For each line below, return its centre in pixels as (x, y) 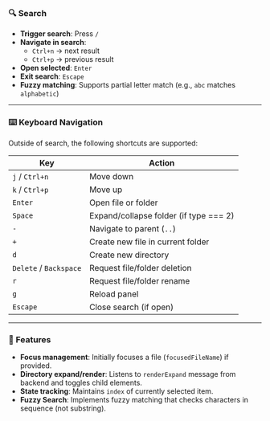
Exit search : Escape (52, 76)
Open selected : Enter (56, 68)
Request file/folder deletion (141, 268)
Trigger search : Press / (59, 34)
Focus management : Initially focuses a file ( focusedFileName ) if (124, 357)
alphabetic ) (39, 94)
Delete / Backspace (47, 268)
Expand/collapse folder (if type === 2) (162, 215)
